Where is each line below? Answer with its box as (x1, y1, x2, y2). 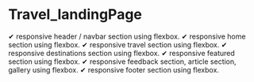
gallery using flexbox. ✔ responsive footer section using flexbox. (8, 65, 220, 74)
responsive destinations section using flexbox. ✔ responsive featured (8, 48, 236, 58)
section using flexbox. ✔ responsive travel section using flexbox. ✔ (8, 39, 228, 49)
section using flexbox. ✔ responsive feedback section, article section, (8, 57, 237, 66)
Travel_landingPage (8, 6, 143, 24)
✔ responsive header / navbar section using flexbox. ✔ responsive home (8, 32, 246, 41)
